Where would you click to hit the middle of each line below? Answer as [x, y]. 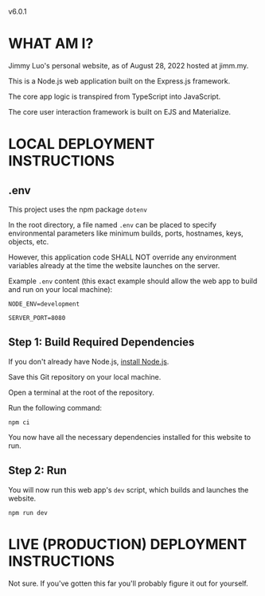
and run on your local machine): [60, 289]
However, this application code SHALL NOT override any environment [123, 257]
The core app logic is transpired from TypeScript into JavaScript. [115, 96]
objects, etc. [29, 241]
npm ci [19, 422]
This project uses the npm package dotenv [78, 209]
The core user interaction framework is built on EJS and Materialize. [120, 111]
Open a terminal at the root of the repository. [82, 392]
